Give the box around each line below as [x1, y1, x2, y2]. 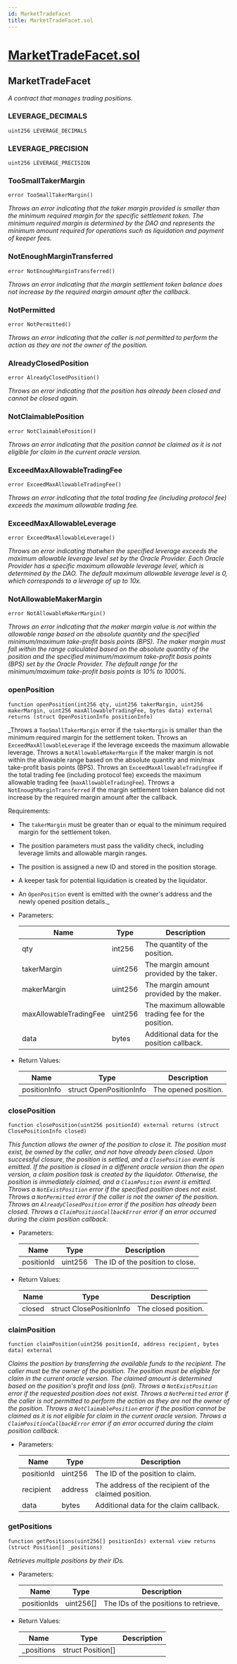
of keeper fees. [8, 234, 52, 243]
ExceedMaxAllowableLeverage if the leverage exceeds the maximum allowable [8, 740, 229, 749]
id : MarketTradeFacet [8, 10, 72, 18]
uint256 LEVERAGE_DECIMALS [8, 127, 87, 134]
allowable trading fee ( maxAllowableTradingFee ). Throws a [8, 778, 175, 786]
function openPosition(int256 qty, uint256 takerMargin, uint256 [8, 701, 203, 708]
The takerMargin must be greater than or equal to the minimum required [18, 820, 227, 828]
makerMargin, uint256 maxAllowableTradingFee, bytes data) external [8, 707, 213, 714]
